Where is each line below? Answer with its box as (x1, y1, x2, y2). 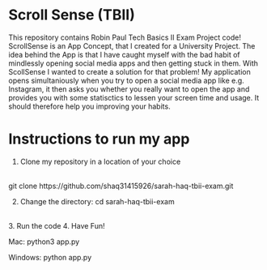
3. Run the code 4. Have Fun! (8, 221, 105, 230)
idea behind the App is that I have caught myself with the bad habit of (8, 49, 240, 59)
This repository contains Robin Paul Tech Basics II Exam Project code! (8, 32, 241, 42)
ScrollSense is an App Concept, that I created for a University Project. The (8, 41, 256, 50)
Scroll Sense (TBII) (8, 6, 135, 24)
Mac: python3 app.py (8, 237, 80, 246)
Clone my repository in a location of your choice (19, 156, 181, 166)
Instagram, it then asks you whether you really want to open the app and (8, 84, 250, 94)
